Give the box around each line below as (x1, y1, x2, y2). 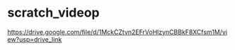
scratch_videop (7, 5, 100, 21)
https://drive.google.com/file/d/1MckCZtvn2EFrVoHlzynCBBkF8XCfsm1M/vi (7, 28, 228, 36)
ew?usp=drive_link (7, 35, 62, 43)
